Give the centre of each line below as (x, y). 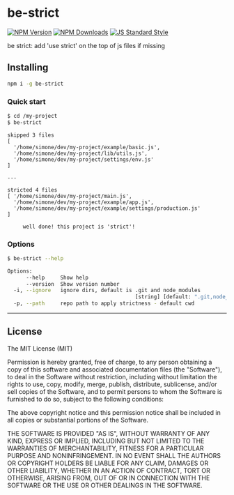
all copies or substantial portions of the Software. (78, 420)
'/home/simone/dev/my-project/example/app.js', (84, 202)
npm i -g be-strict (36, 84)
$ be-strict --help (36, 258)
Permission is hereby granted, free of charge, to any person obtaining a (110, 362)
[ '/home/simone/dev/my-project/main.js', (70, 196)
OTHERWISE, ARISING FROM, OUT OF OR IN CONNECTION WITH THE (109, 478)
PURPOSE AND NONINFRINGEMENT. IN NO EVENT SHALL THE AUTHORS (114, 455)
